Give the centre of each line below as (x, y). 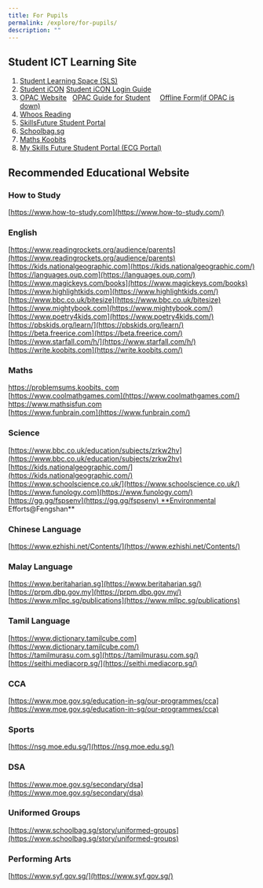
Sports (22, 729)
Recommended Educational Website (99, 173)
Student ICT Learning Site (73, 62)
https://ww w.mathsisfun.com (55, 404)
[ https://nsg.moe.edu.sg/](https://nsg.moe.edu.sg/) (91, 747)
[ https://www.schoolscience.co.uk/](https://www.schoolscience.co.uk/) (124, 483)
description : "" (35, 30)
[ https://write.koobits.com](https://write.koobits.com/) (95, 350)
